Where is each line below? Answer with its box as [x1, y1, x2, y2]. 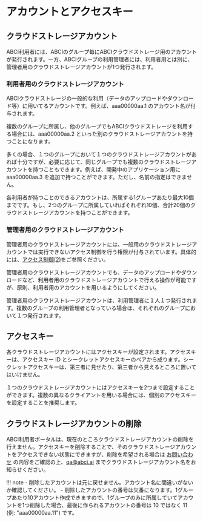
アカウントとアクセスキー [6, 5, 133, 19]
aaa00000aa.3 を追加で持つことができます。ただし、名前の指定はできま [6, 173, 187, 181]
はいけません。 [6, 371, 44, 378]
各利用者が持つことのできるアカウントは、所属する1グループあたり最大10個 [6, 194, 194, 201]
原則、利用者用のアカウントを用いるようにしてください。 [16, 283, 160, 291]
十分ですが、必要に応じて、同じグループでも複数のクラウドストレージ [16, 158, 191, 166]
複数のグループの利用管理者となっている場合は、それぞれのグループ [16, 304, 185, 311]
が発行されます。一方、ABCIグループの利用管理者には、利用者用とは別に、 [6, 56, 193, 63]
